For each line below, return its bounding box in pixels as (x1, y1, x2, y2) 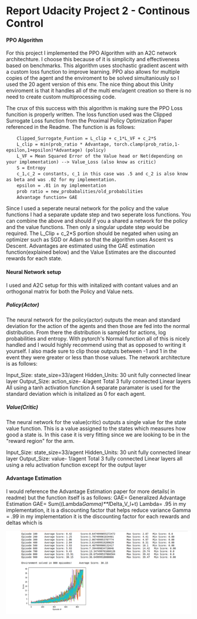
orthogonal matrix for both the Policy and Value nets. (6, 287, 134, 295)
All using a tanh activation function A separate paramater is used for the (6, 384, 181, 391)
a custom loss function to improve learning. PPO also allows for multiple (6, 68, 181, 75)
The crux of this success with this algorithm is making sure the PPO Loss (6, 105, 183, 112)
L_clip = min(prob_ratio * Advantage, (16, 141, 112, 148)
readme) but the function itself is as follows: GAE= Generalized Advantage (6, 494, 186, 501)
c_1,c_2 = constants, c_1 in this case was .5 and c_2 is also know (16, 171, 188, 177)
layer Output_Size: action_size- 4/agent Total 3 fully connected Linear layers (6, 378, 191, 385)
